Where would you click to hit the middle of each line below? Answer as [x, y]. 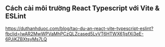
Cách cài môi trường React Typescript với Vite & [82, 8]
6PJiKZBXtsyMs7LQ [26, 39]
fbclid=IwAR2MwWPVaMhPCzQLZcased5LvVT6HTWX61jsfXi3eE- [75, 34]
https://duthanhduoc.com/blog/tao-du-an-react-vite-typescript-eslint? [79, 28]
